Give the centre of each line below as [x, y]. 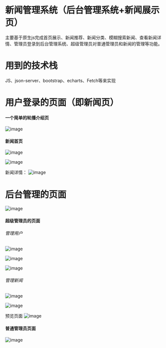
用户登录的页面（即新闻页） [62, 103]
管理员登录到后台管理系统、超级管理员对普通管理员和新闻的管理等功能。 [88, 43]
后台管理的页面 [36, 194]
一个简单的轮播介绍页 [27, 117]
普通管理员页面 [20, 328]
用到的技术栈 [32, 66]
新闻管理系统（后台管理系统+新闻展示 [83, 10]
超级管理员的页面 [23, 221]
